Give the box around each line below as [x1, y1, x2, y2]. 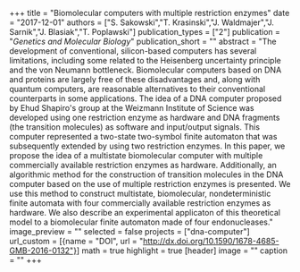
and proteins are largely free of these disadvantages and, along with [9, 74, 261, 84]
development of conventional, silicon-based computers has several [9, 46, 257, 56]
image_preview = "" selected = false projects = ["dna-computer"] [9, 226, 250, 236]
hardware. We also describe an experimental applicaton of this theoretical [9, 208, 281, 217]
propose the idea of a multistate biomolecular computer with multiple [9, 150, 263, 160]
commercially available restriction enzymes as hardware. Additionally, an [9, 160, 277, 170]
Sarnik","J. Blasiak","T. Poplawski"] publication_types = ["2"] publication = [9, 27, 281, 37]
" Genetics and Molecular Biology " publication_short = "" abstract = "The [9, 36, 277, 47]
